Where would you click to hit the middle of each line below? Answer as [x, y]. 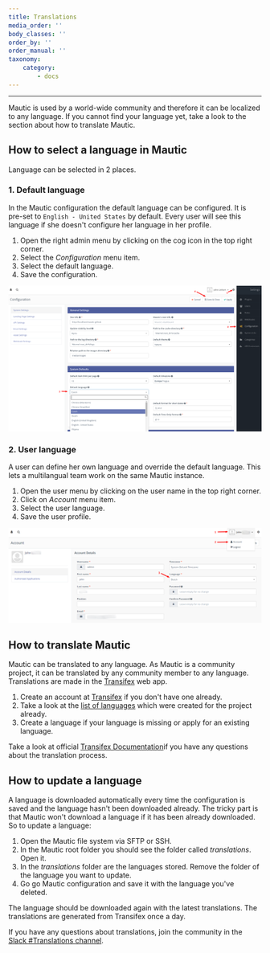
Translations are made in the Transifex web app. [88, 681]
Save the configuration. [59, 274]
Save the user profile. [55, 517]
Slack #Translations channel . [56, 941]
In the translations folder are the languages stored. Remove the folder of [139, 867]
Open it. [33, 858]
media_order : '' [35, 25]
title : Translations [43, 17]
